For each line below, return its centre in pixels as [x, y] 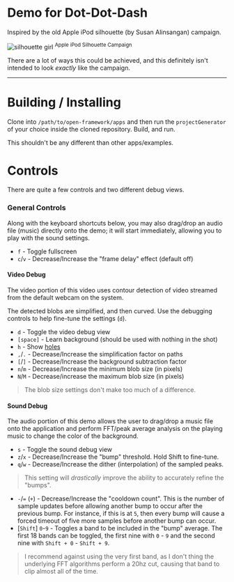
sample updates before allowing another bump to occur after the [110, 506]
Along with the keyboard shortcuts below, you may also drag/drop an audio [115, 223]
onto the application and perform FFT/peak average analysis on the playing [115, 429]
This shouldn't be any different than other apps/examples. [91, 142]
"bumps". [38, 485]
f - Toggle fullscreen [47, 251]
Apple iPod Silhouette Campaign [93, 45]
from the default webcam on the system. [65, 297]
